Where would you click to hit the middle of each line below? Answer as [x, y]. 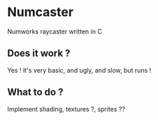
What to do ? [35, 92]
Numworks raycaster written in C [55, 31]
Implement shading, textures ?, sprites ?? [66, 109]
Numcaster [41, 12]
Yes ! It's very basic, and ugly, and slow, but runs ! [79, 70]
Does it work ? [39, 53]
